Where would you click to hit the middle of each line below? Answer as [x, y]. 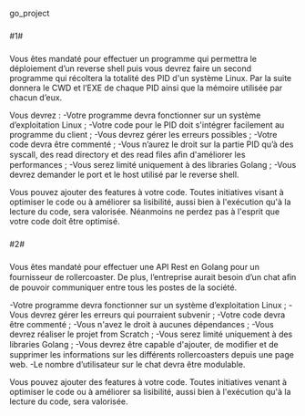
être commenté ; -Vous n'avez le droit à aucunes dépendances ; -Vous [142, 324]
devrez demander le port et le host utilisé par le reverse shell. [124, 174]
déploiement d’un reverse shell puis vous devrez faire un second [131, 68]
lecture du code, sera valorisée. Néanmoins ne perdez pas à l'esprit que [145, 211]
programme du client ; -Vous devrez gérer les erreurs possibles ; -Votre [143, 134]
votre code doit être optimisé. [65, 221]
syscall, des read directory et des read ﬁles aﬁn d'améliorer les [127, 154]
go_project [30, 13]
